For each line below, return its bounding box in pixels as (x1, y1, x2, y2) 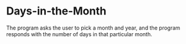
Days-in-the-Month (6, 4, 107, 18)
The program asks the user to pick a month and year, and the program (6, 24, 181, 31)
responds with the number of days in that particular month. (6, 30, 152, 37)
